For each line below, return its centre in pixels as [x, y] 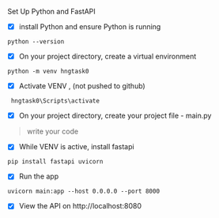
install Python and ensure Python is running [90, 26]
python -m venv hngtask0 [48, 71]
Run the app [39, 176]
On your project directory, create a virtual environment [108, 56]
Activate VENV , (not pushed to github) [82, 86]
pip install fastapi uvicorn [55, 162]
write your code [53, 132]
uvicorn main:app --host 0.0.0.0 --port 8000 [83, 192]
